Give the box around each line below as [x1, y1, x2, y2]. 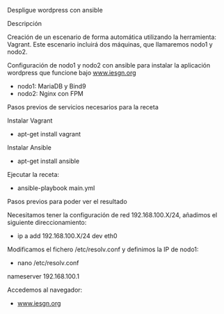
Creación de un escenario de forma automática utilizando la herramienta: [7, 33, 217, 41]
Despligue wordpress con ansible [7, 6, 103, 14]
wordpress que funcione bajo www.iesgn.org [7, 69, 137, 77]
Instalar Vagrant [7, 116, 53, 125]
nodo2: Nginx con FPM [17, 90, 83, 97]
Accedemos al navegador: [7, 285, 83, 294]
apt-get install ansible [17, 157, 80, 165]
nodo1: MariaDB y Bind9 [17, 82, 86, 90]
